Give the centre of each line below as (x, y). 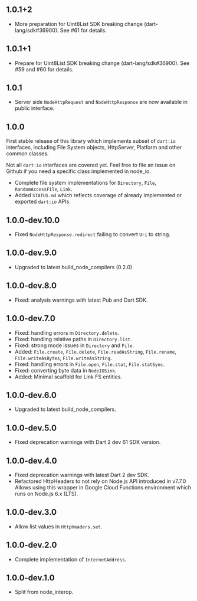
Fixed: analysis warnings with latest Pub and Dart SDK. (81, 300)
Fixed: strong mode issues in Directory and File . (74, 345)
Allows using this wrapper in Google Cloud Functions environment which (103, 487)
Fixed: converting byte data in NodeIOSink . (65, 370)
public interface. (35, 108)
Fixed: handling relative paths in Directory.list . (73, 339)
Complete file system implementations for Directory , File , (86, 183)
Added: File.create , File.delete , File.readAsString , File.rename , (96, 351)
